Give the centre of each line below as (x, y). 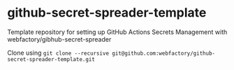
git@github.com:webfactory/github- (163, 53)
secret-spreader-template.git (51, 59)
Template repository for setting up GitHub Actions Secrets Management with (117, 32)
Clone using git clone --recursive (58, 53)
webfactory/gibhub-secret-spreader (59, 39)
